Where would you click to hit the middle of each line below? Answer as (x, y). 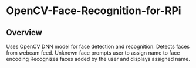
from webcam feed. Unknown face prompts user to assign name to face (93, 53)
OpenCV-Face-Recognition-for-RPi (94, 11)
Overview (24, 33)
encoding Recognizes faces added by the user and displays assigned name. (98, 59)
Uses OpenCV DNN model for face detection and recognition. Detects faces (98, 46)
